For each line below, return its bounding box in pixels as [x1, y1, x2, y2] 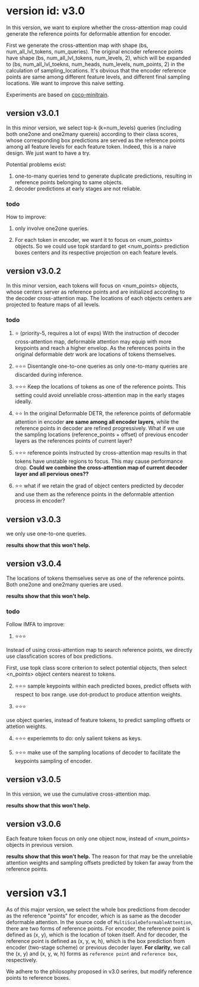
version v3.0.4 [6, 559, 62, 569]
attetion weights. [6, 723, 48, 730]
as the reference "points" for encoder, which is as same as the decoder [6, 912, 181, 919]
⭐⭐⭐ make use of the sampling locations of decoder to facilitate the [14, 749, 181, 756]
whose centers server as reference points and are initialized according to [6, 288, 185, 295]
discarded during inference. [14, 371, 83, 379]
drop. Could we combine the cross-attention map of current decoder [14, 464, 188, 471]
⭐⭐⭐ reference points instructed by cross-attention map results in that [14, 449, 187, 456]
